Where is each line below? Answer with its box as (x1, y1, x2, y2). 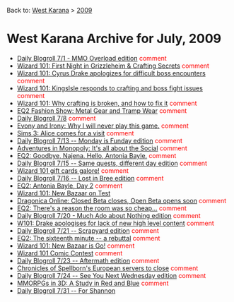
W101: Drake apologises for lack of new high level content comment (16, 219, 215, 227)
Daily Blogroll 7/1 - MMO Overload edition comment (16, 54, 167, 62)
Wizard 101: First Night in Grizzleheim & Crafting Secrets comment (16, 61, 210, 70)
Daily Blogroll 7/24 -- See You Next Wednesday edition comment (16, 271, 206, 279)
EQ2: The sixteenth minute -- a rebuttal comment (16, 234, 160, 242)
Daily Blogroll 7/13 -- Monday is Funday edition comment (16, 136, 183, 145)
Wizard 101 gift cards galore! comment (16, 166, 129, 175)
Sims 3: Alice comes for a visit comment (16, 128, 134, 137)
